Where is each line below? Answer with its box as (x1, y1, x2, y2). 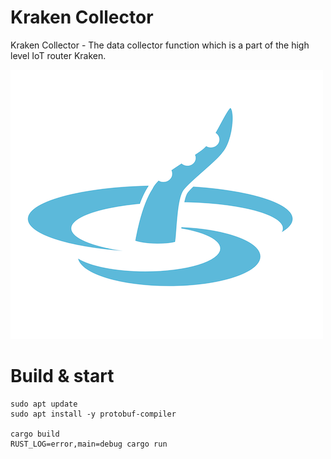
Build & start (10, 365, 115, 388)
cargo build (10, 429, 60, 439)
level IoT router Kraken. (10, 49, 107, 61)
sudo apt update (10, 399, 78, 409)
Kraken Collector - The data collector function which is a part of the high (10, 39, 310, 51)
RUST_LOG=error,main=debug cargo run (10, 439, 168, 449)
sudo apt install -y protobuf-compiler (10, 409, 177, 419)
